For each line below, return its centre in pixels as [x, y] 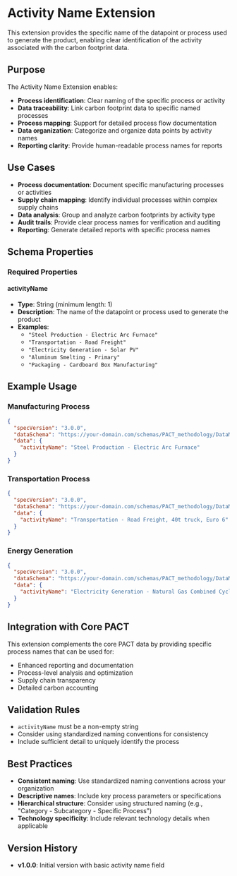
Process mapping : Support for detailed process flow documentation [117, 123]
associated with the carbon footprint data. [68, 47]
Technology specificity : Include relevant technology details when [114, 818]
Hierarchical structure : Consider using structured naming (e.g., [110, 803]
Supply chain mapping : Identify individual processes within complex [117, 200]
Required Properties [42, 272]
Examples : [33, 327]
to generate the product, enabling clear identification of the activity [105, 40]
